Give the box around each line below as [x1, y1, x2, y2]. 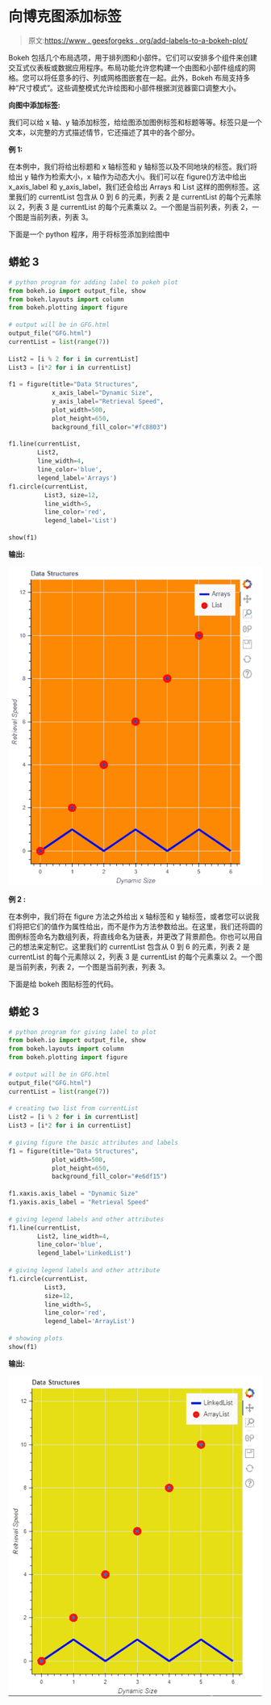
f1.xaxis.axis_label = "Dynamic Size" [8, 1190, 139, 1198]
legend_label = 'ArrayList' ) [44, 1317, 135, 1326]
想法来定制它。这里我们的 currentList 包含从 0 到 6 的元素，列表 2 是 [22, 941, 250, 951]
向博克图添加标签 [8, 7, 123, 26]
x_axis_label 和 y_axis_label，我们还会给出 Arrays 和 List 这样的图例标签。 [8, 182, 253, 191]
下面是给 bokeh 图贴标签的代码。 [8, 978, 119, 989]
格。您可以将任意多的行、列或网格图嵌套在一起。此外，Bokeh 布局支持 [8, 73, 244, 82]
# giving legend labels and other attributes [8, 1215, 164, 1223]
